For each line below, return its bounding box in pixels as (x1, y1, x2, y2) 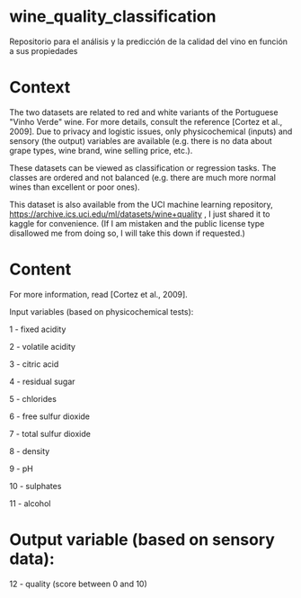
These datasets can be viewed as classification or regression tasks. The (9, 162, 277, 173)
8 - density (9, 445, 50, 456)
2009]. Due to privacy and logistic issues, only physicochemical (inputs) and (9, 126, 293, 137)
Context (9, 77, 71, 98)
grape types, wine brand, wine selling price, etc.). (9, 145, 193, 156)
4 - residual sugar (9, 376, 75, 387)
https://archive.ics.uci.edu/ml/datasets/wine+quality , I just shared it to (9, 209, 270, 219)
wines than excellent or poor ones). (9, 182, 141, 192)
